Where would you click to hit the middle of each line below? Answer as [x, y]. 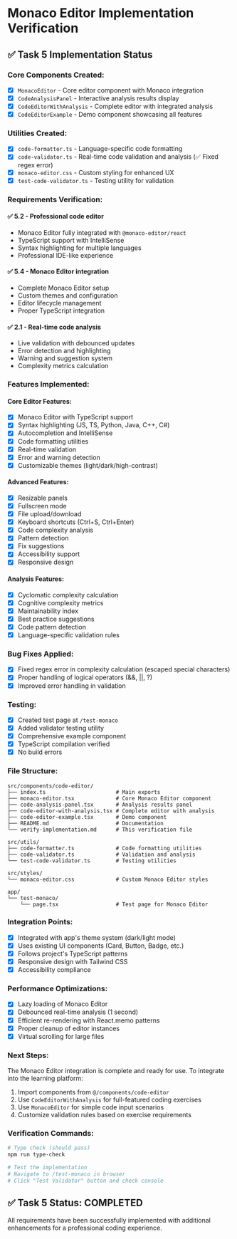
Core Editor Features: [40, 401]
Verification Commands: [51, 1133]
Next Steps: [28, 1055]
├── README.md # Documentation [85, 823]
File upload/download [49, 514]
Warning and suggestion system [65, 358]
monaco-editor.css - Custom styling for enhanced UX [96, 172]
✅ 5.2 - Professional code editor [56, 216]
